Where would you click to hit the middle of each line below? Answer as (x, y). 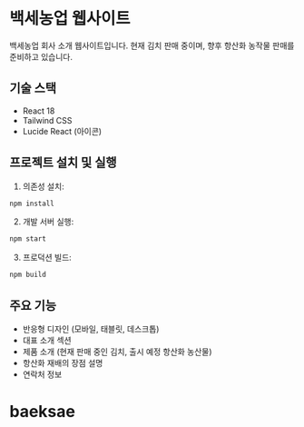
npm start (28, 239)
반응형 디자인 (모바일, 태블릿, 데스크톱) (91, 329)
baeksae (42, 412)
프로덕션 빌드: (47, 258)
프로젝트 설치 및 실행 (63, 163)
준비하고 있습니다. (41, 56)
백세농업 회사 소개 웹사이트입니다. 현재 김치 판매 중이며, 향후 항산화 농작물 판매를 (152, 45)
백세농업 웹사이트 (70, 19)
